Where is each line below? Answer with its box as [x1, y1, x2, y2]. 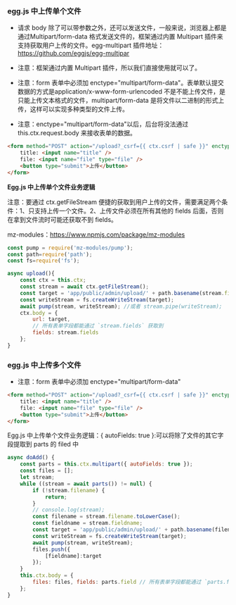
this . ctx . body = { [20, 572, 74, 579]
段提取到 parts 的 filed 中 [7, 440, 79, 449]
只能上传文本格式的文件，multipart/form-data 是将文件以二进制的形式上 [17, 96, 225, 105]
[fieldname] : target [44, 552, 102, 559]
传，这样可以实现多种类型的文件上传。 [17, 105, 129, 113]
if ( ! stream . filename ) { [32, 487, 105, 494]
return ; [44, 493, 68, 501]
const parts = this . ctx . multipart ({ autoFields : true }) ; [20, 461, 193, 468]
